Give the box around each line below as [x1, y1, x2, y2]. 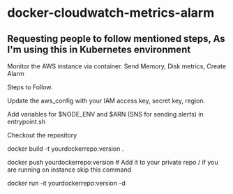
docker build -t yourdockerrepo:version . [7, 144, 124, 153]
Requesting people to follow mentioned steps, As [7, 33, 225, 45]
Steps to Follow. [7, 83, 53, 91]
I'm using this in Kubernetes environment [7, 43, 191, 55]
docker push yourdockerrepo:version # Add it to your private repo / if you [7, 158, 218, 166]
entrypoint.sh [7, 117, 46, 126]
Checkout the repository [7, 131, 77, 139]
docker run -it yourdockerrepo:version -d [7, 179, 126, 187]
